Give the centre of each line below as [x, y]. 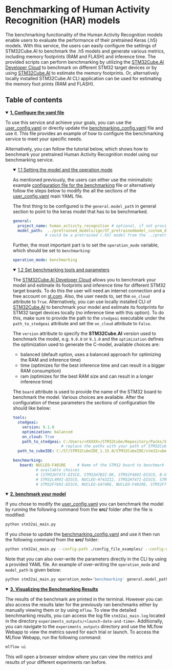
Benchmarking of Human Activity [78, 10]
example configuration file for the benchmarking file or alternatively [84, 185]
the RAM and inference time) [50, 360]
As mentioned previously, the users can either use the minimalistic [82, 180]
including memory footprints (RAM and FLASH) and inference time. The [81, 56]
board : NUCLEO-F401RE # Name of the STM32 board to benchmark [92, 465]
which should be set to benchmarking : [52, 251]
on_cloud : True [38, 437]
